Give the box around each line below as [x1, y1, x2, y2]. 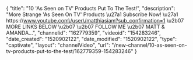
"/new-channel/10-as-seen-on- [111, 42, 188, 48]
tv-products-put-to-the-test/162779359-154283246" [6, 48, 134, 54]
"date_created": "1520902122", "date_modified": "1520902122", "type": [6, 36, 177, 42]
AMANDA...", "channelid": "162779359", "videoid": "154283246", [6, 29, 162, 36]
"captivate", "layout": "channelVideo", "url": [6, 42, 111, 48]
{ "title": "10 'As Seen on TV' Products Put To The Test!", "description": [6, 5, 176, 12]
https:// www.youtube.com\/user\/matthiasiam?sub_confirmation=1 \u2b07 [6, 17, 184, 24]
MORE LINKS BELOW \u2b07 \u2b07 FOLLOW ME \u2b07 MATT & [6, 23, 165, 30]
